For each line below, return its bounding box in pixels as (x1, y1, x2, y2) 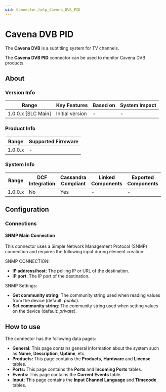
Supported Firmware (29, 138, 79, 145)
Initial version (56, 110, 87, 117)
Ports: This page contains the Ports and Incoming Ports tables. (12, 366, 142, 372)
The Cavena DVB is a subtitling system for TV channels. (5, 45, 120, 51)
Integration (29, 180, 56, 187)
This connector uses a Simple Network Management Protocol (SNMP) (5, 243, 147, 249)
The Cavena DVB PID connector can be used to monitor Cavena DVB (5, 55, 146, 60)
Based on (92, 102, 116, 109)
